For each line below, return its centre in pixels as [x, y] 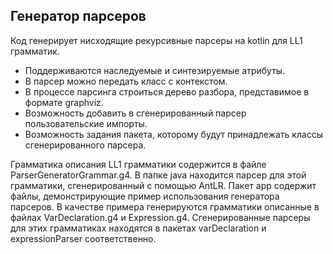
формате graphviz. [64, 102]
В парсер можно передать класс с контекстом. [126, 81]
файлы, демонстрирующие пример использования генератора [145, 196]
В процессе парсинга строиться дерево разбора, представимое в [167, 91]
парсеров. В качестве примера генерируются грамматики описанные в [165, 206]
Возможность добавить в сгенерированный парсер [135, 113]
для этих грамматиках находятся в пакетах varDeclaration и [138, 228]
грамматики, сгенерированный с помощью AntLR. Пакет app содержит [163, 185]
